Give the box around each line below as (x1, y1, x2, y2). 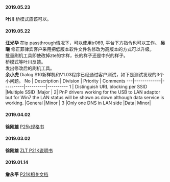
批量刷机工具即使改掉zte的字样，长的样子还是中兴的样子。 (5, 52, 129, 58)
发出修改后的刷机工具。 (5, 65, 55, 71)
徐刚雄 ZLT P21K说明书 (5, 147, 53, 154)
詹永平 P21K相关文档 (5, 171, 48, 177)
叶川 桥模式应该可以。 (5, 16, 52, 22)
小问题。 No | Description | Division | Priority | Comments (5, 78, 126, 84)
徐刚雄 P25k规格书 (5, 124, 44, 130)
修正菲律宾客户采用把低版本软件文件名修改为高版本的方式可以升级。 (11, 46, 154, 52)
